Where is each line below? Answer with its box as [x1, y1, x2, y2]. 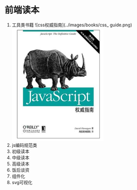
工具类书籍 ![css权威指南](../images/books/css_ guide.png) [11, 22, 132, 28]
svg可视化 [11, 179, 33, 185]
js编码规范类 [11, 142, 38, 148]
